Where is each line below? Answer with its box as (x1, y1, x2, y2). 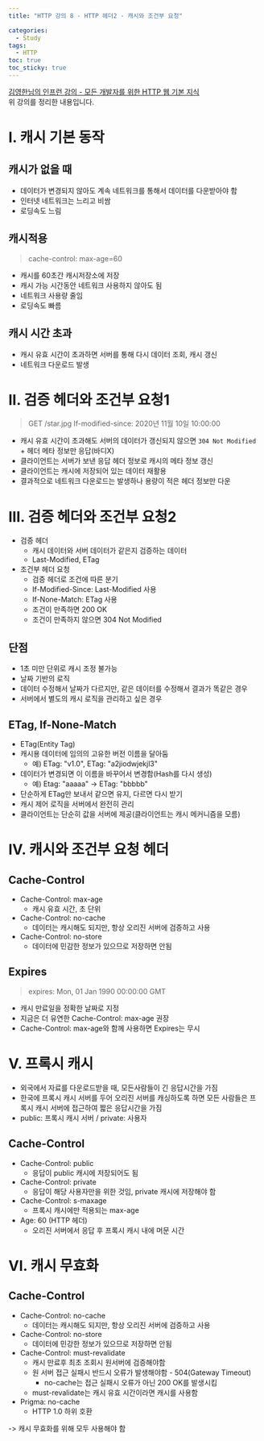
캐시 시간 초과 (8, 327, 72, 340)
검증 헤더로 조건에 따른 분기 (31, 574, 118, 585)
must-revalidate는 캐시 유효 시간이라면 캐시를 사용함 (31, 1388, 199, 1397)
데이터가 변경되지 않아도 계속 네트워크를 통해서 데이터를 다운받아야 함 (19, 185, 237, 195)
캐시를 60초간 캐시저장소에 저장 (19, 270, 120, 280)
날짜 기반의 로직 (19, 674, 70, 684)
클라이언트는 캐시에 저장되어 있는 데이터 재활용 (19, 466, 167, 476)
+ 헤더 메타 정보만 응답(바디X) (19, 446, 115, 456)
